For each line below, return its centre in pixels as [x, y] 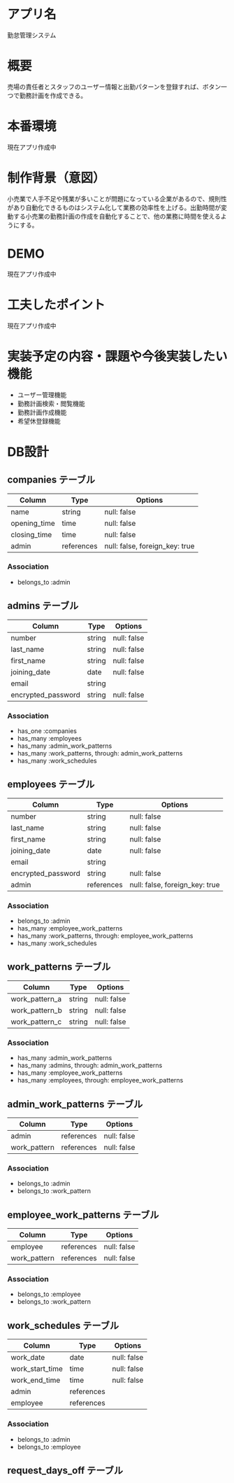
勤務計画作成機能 [42, 412]
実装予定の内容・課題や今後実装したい [118, 356]
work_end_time [36, 1380]
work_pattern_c [36, 1022]
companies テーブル [51, 480]
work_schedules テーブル [63, 1325]
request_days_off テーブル [65, 1470]
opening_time [33, 523]
